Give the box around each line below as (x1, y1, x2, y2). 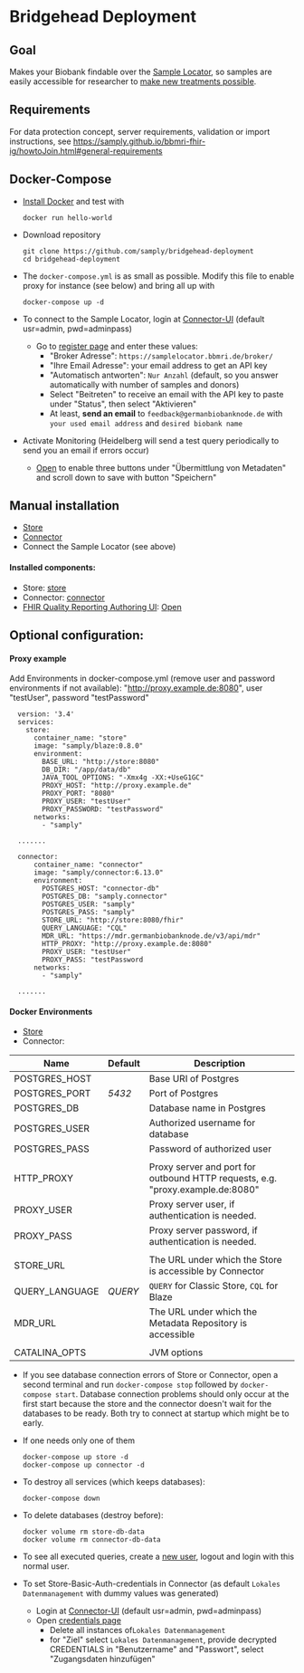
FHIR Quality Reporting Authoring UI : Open (22, 601, 183, 612)
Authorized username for (148, 1116, 256, 1129)
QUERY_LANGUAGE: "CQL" (42, 923, 128, 933)
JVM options (148, 1346, 204, 1359)
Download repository (22, 229, 101, 240)
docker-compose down (22, 1494, 100, 1504)
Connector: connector (22, 591, 106, 603)
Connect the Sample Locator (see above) (22, 541, 176, 552)
